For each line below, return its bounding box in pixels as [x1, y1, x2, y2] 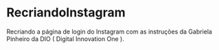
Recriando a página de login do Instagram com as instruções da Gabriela [6, 27, 212, 36]
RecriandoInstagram [6, 5, 126, 21]
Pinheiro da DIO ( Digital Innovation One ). [6, 34, 124, 42]
